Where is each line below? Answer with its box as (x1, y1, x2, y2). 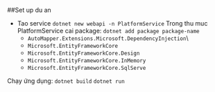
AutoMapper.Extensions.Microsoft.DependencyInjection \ (27, 34, 189, 42)
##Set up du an (7, 6, 52, 14)
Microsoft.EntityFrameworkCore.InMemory (27, 57, 146, 64)
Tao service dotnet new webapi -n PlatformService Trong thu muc (17, 19, 208, 27)
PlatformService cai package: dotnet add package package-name (17, 27, 200, 35)
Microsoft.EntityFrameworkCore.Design (27, 50, 140, 57)
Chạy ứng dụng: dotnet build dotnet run (7, 77, 125, 85)
